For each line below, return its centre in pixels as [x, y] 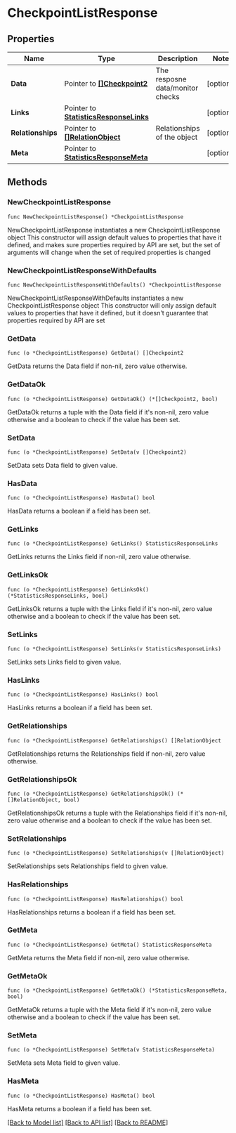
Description [178, 59]
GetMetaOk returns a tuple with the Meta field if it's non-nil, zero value [110, 1010]
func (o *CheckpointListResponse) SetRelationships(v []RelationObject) [116, 853]
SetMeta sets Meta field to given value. [64, 1063]
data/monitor [177, 88]
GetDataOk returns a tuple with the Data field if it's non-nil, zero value [108, 412]
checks [168, 97]
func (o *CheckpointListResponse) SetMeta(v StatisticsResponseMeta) [111, 1050]
